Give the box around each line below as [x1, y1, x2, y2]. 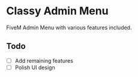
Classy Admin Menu [6, 4, 109, 18]
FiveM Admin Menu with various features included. [6, 24, 132, 31]
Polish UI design [14, 64, 55, 71]
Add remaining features [14, 57, 74, 64]
